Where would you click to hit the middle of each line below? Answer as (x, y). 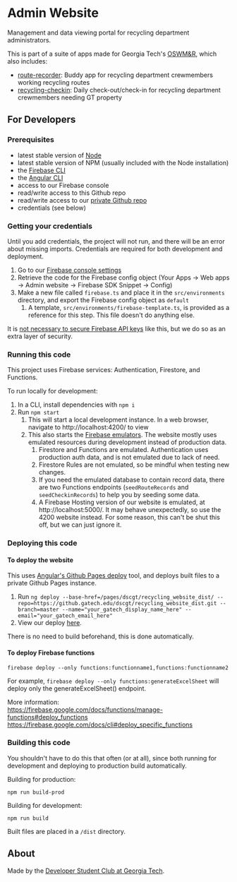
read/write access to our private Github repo (82, 200)
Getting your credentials (50, 226)
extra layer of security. (40, 336)
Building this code (39, 743)
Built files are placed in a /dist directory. (66, 831)
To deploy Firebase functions (51, 652)
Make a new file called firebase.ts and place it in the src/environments (121, 292)
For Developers (42, 120)
